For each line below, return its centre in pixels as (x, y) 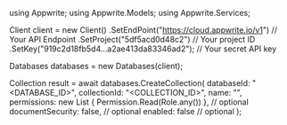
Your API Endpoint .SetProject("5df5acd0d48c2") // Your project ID (132, 39)
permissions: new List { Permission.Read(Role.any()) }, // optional (129, 102)
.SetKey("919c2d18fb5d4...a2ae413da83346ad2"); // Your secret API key (143, 49)
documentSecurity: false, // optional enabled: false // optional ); (126, 111)
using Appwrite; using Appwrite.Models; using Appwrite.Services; (130, 13)
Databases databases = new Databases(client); (96, 66)
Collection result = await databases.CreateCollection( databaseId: (130, 83)
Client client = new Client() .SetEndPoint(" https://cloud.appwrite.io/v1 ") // (143, 30)
